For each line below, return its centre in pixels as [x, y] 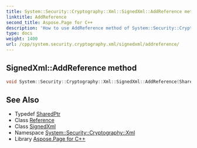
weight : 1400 [22, 39]
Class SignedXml [35, 126]
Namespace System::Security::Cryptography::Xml [75, 133]
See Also [23, 100]
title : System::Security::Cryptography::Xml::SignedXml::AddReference [94, 11]
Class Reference [34, 120]
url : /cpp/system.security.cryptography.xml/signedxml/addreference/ [93, 45]
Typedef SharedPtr [38, 114]
